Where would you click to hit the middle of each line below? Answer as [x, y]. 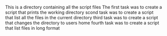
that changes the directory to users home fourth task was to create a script [82, 23]
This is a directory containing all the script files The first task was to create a [83, 7]
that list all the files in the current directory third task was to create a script [82, 18]
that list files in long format [32, 28]
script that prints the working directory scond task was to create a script [79, 12]
